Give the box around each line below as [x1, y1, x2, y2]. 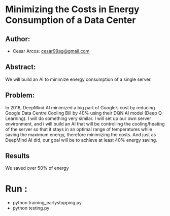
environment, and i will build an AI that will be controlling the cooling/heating [5, 120, 165, 127]
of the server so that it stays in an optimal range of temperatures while [5, 126, 152, 132]
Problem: [5, 91, 35, 100]
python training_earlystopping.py [12, 200, 82, 206]
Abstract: [5, 63, 36, 72]
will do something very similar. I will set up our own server [30, 115, 151, 121]
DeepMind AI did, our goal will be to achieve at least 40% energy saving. [5, 137, 157, 143]
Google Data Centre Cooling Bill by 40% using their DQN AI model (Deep [5, 110, 157, 116]
